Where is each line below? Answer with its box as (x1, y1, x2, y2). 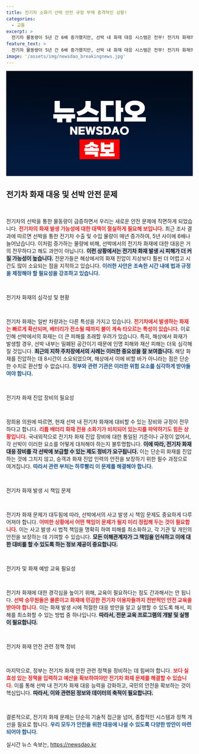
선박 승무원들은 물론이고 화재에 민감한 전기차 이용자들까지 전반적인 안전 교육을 (14, 597, 192, 604)
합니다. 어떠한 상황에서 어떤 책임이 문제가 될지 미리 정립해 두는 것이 (21, 519, 175, 526)
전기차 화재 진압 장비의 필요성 (6, 394, 75, 401)
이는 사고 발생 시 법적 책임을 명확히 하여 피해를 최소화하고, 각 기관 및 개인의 (18, 526, 192, 533)
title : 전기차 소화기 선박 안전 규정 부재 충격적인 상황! (6, 10, 127, 15)
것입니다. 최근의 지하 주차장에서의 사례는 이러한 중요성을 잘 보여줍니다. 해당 (12, 348, 185, 355)
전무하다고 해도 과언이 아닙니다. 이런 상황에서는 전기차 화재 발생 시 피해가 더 (12, 247, 186, 255)
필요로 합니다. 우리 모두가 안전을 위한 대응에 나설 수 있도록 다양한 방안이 (17, 721, 181, 728)
